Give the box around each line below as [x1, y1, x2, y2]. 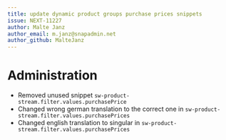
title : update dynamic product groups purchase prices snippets [7, 10, 202, 18]
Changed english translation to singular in [17, 119, 140, 127]
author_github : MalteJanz [7, 37, 84, 44]
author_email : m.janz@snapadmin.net [7, 30, 116, 38]
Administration [7, 68, 98, 84]
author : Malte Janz [7, 23, 66, 31]
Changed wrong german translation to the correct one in [17, 104, 184, 114]
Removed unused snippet [17, 91, 93, 99]
